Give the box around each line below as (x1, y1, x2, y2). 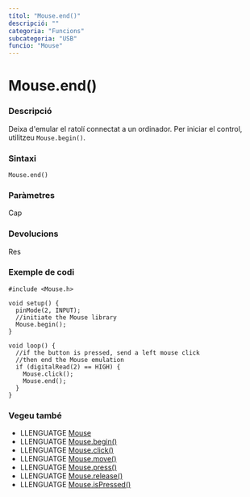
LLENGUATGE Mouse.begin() (19, 437, 118, 447)
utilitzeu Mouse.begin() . (8, 133, 86, 142)
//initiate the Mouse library (15, 313, 117, 322)
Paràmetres (8, 189, 55, 200)
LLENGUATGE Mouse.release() (19, 471, 123, 481)
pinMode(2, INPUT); (15, 306, 81, 314)
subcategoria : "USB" (8, 34, 78, 43)
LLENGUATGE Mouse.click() (19, 445, 115, 455)
